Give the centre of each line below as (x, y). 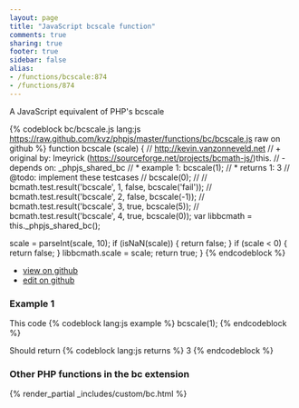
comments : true (38, 35)
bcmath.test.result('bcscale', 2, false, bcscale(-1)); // (107, 196)
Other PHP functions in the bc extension (100, 373)
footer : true (34, 52)
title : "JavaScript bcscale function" (82, 26)
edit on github (48, 280)
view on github (50, 270)
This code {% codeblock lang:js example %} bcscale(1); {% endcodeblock (148, 323)
